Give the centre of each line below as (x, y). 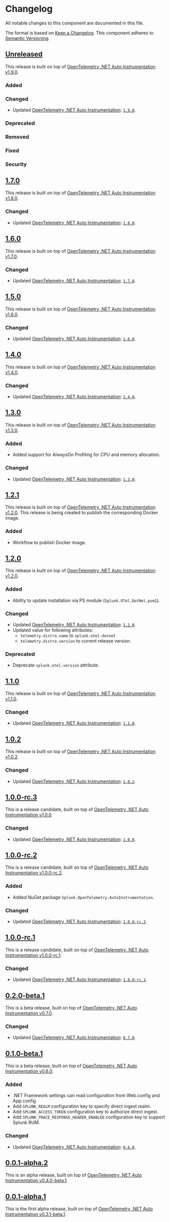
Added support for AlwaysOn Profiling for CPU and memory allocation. (87, 455)
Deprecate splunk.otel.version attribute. (56, 665)
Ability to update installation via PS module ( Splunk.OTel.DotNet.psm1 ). (86, 600)
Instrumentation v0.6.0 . (29, 1071)
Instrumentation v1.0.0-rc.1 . (33, 955)
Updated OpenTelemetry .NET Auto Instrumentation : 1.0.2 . (74, 781)
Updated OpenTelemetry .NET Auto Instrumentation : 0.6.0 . (74, 1147)
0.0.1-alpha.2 (27, 1163)
